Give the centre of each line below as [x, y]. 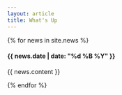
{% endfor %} [27, 85]
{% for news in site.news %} [48, 40]
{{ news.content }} [34, 71]
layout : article [31, 14]
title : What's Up [32, 20]
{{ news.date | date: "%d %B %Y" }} [61, 56]
